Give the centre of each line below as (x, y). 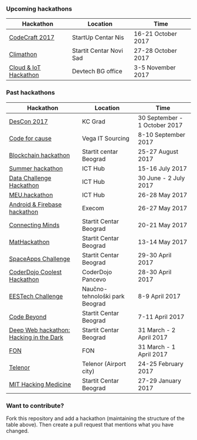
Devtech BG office (97, 71)
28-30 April (154, 272)
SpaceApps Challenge (40, 258)
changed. (18, 431)
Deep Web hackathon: (40, 330)
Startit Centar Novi (97, 51)
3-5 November (155, 68)
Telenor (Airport (104, 364)
